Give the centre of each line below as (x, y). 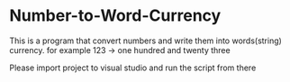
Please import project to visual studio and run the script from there (133, 68)
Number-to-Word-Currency (115, 16)
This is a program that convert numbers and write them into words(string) (145, 41)
